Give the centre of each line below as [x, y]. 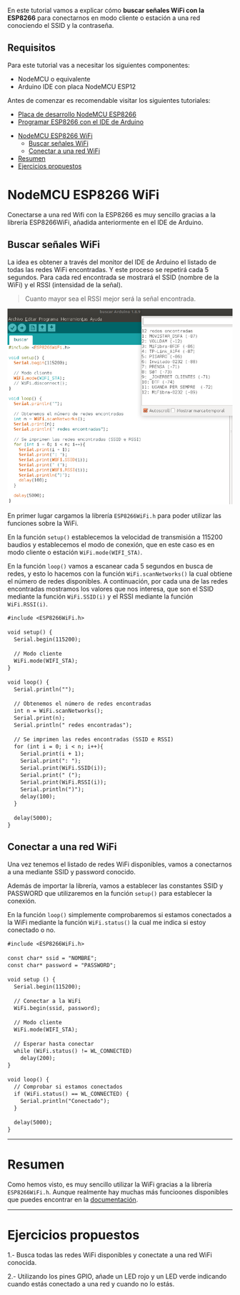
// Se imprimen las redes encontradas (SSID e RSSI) [94, 740]
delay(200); [38, 1058]
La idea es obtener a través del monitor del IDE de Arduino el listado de [112, 262]
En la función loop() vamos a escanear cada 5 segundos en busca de [110, 566]
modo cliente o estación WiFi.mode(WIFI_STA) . [75, 552]
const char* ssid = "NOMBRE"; [52, 958]
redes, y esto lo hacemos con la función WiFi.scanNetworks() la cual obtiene [120, 574]
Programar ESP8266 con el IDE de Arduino [81, 121]
